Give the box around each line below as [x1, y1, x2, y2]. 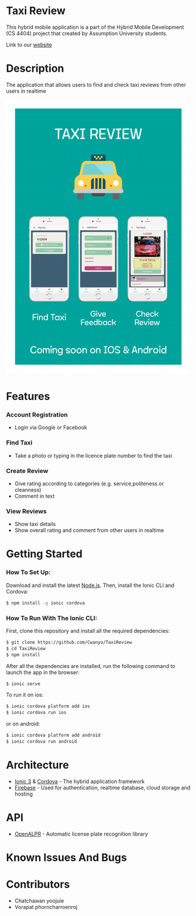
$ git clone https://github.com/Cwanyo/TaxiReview [6, 639, 132, 645]
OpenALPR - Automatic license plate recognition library [14, 830, 148, 837]
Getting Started [6, 548, 83, 561]
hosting [14, 790, 33, 797]
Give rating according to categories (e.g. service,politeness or [14, 480, 164, 487]
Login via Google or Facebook [14, 424, 88, 431]
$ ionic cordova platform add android [6, 733, 101, 739]
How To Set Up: [6, 568, 51, 576]
